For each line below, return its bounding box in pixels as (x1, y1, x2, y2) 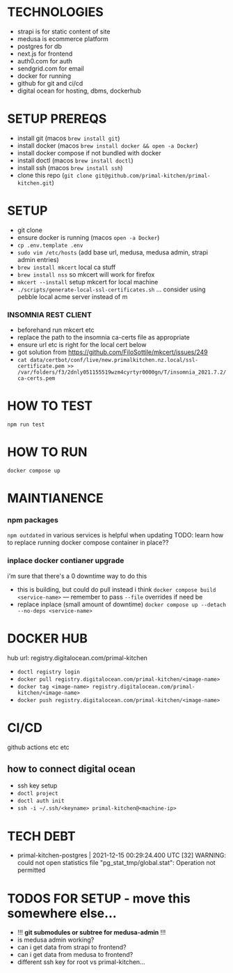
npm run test (7, 421, 45, 429)
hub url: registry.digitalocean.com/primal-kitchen (7, 653, 148, 662)
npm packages (7, 515, 59, 525)
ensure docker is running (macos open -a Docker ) (17, 233, 160, 241)
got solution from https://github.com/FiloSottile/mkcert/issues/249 (17, 348, 209, 356)
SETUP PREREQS (7, 111, 107, 127)
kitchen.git (17, 179, 52, 187)
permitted (17, 866, 46, 875)
